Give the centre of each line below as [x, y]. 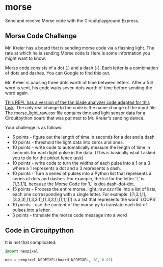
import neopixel [22, 251]
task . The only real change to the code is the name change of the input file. [81, 107]
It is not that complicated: [31, 242]
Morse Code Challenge [41, 36]
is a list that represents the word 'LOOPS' [115, 199]
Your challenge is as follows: [34, 127]
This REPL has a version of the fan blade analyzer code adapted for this [78, 102]
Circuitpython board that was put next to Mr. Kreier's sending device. [75, 118]
